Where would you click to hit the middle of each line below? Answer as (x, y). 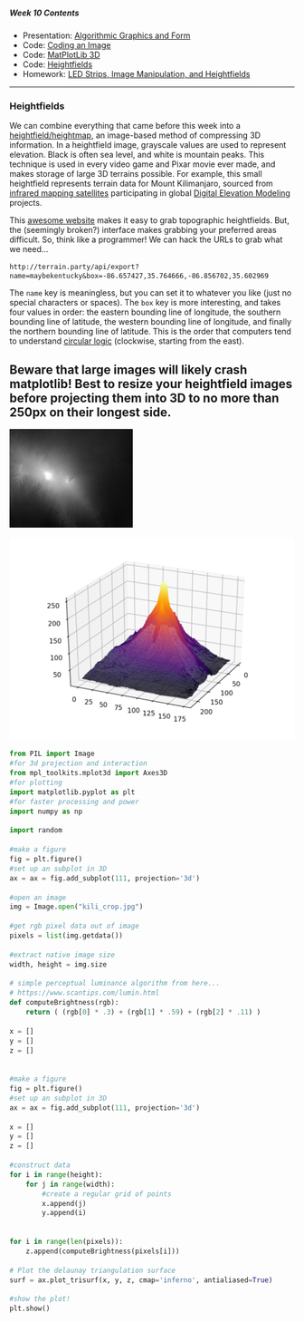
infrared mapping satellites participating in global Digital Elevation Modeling (150, 193)
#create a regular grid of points (107, 1194)
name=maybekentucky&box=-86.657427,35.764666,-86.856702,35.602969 (139, 277)
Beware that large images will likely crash (128, 369)
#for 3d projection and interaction (78, 763)
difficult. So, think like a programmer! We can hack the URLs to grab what (146, 239)
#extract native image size (62, 955)
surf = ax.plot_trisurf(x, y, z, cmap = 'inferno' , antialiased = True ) (141, 1280)
